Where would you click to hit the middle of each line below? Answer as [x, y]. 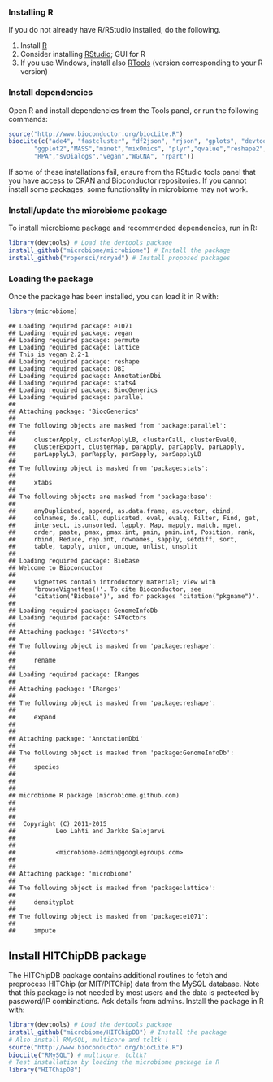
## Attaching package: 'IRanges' [65, 689]
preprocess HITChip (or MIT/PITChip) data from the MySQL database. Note [134, 984]
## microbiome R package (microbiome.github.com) [94, 796]
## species [34, 767]
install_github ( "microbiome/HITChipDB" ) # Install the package [118, 1032]
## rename [32, 661]
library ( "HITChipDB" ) [45, 1070]
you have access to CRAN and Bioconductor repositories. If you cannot [128, 180]
